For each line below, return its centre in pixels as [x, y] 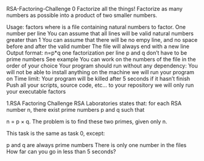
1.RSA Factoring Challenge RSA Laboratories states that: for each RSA [94, 103]
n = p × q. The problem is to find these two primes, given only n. [87, 122]
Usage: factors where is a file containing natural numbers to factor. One [96, 27]
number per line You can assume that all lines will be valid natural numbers [100, 33]
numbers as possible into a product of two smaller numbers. [82, 15]
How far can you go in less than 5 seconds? [61, 152]
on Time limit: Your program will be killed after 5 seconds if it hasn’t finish [98, 79]
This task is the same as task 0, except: [56, 133]
